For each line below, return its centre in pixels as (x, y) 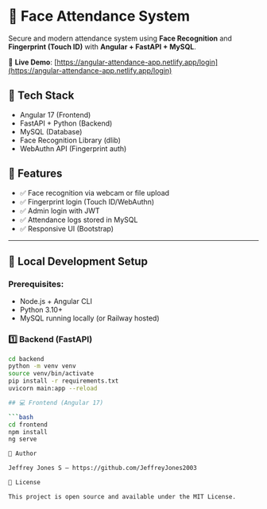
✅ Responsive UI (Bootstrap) (66, 228)
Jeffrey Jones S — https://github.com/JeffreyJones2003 (103, 468)
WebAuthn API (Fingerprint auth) (73, 148)
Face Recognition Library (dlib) (70, 140)
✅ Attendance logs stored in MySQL (79, 220)
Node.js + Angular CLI (56, 301)
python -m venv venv (43, 366)
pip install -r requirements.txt (64, 381)
